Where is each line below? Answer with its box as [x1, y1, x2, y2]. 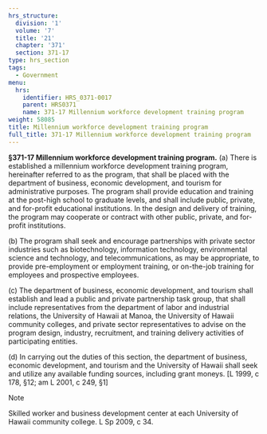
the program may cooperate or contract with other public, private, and [8, 212, 239, 221]
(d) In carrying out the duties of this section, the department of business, [8, 352, 248, 361]
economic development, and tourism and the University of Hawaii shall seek [8, 360, 258, 370]
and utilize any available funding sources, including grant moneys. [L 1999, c [8, 368, 260, 378]
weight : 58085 [8, 116, 56, 124]
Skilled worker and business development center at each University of [8, 408, 239, 418]
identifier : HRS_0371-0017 [22, 94, 112, 102]
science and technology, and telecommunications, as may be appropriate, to [8, 253, 260, 262]
